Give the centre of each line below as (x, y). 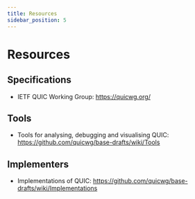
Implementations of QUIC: (54, 181)
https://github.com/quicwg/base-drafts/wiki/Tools (88, 142)
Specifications (39, 80)
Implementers (38, 164)
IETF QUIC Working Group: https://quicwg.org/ (84, 96)
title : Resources (32, 14)
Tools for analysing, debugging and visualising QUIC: (93, 135)
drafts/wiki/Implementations (57, 189)
